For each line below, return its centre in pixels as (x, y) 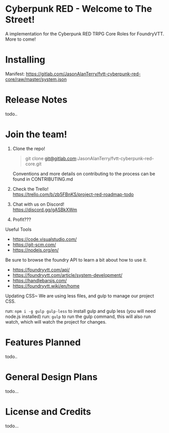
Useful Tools (19, 229)
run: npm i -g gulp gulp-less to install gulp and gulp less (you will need (80, 311)
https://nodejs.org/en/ (36, 250)
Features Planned (43, 342)
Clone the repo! (29, 149)
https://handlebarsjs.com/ (40, 280)
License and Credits (48, 411)
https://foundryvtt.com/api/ (41, 270)
